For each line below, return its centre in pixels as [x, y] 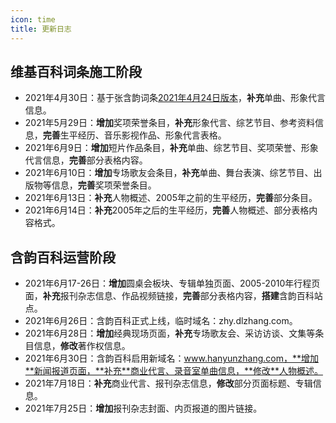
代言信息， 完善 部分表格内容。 [86, 160]
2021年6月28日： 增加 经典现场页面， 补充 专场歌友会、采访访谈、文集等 [170, 333]
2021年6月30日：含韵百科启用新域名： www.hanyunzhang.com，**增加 [172, 358]
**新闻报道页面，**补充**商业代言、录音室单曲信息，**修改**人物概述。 [173, 371]
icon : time [33, 19]
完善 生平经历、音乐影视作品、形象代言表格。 [134, 135]
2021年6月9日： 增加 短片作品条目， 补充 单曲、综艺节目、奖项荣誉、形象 [171, 148]
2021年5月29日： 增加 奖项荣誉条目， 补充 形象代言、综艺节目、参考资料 [169, 123]
